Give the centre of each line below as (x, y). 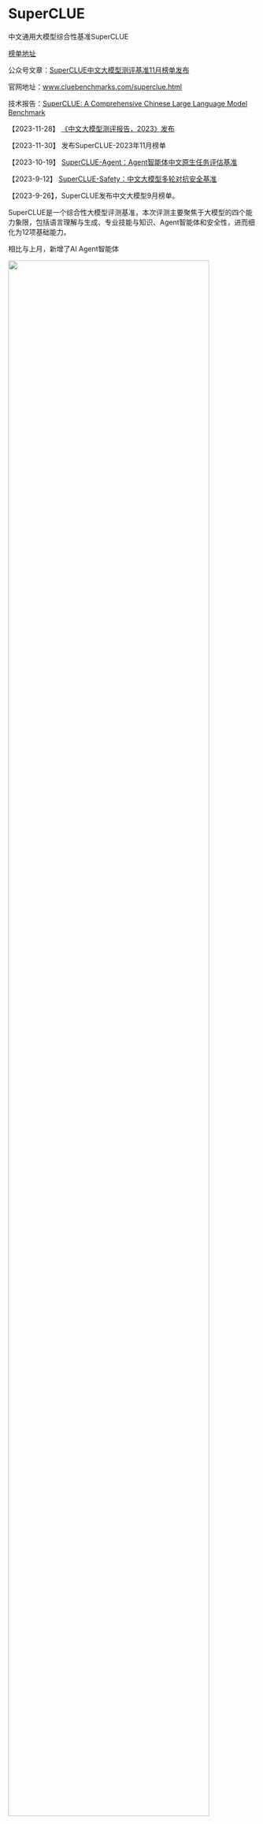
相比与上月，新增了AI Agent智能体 (64, 248)
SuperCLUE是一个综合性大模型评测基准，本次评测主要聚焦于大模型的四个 (127, 212)
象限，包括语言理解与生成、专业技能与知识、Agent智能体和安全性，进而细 (135, 222)
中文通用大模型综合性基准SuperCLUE (69, 36)
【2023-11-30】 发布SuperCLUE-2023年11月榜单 (87, 145)
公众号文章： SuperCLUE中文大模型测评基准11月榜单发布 (99, 70)
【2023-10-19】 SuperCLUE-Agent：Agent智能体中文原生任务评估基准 (123, 162)
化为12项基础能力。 (39, 232)
